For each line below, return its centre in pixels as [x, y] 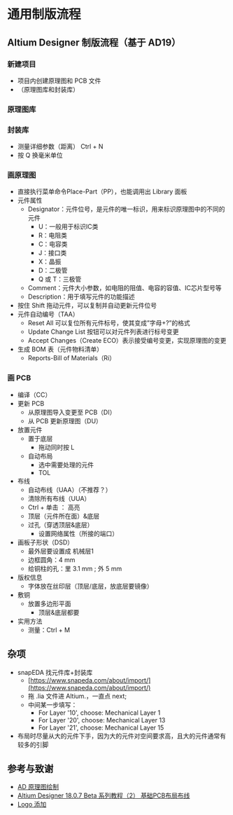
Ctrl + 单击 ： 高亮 [54, 507]
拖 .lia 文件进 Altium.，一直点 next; [77, 696]
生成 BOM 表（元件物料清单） [60, 349]
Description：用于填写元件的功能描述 [81, 297]
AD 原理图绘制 [38, 787]
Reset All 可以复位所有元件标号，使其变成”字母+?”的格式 [109, 323]
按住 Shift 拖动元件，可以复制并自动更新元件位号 [87, 306]
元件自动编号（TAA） [48, 314]
